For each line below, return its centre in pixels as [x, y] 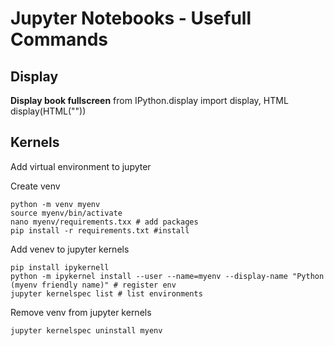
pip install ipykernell [60, 267]
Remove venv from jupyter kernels [81, 312]
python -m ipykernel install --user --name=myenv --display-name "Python [167, 276]
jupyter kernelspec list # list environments [106, 293]
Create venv [35, 186]
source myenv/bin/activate [66, 213]
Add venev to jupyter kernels [70, 249]
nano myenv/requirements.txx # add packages [104, 222]
